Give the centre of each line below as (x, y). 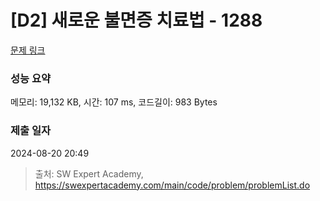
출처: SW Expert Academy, (89, 173)
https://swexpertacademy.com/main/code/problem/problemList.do (172, 185)
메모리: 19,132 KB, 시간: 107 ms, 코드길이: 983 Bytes (114, 102)
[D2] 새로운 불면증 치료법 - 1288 (136, 20)
